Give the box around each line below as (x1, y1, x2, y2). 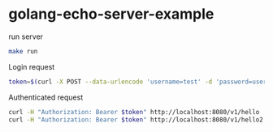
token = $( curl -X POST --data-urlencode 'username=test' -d (8, 78, 213, 86)
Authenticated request (8, 92, 84, 102)
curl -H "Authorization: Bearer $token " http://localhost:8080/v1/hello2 (8, 115, 264, 124)
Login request (8, 62, 55, 71)
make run (8, 47, 38, 55)
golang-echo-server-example (8, 5, 214, 23)
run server (8, 32, 43, 41)
